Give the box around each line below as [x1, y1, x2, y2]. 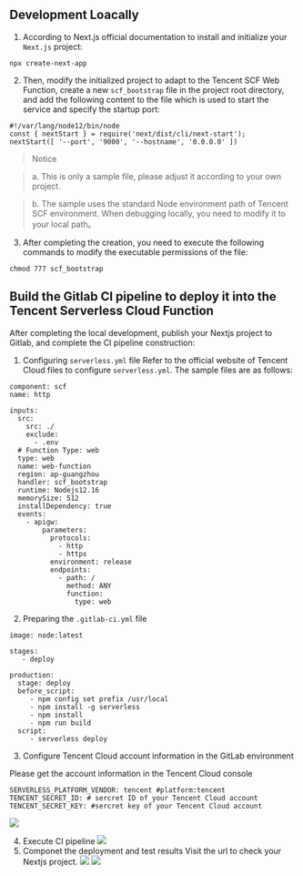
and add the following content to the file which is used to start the [22, 94, 270, 105]
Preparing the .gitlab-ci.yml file [22, 613, 147, 624]
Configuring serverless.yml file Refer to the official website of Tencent [22, 354, 288, 365]
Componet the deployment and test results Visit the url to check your [22, 845, 282, 856]
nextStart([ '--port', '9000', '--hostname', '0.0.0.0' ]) [9, 137, 238, 147]
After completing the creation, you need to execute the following [22, 237, 265, 248]
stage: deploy [17, 678, 71, 688]
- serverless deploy [29, 734, 107, 743]
